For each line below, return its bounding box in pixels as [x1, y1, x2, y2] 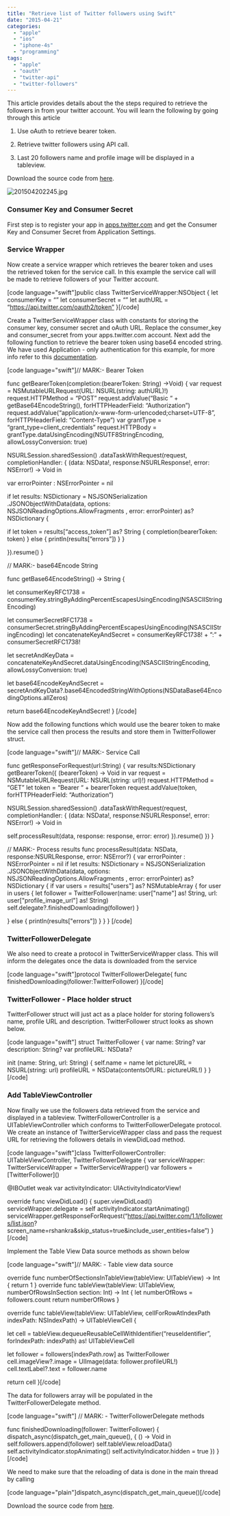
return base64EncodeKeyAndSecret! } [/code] [7, 707, 137, 715]
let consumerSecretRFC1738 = [7, 615, 94, 624]
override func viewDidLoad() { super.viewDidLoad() [7, 1197, 153, 1206]
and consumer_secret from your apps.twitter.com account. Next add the [7, 330, 211, 339]
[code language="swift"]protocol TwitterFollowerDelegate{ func [7, 970, 188, 979]
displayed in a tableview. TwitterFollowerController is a [7, 1113, 161, 1122]
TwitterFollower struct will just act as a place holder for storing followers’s [7, 1010, 215, 1019]
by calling [7, 1475, 35, 1483]
